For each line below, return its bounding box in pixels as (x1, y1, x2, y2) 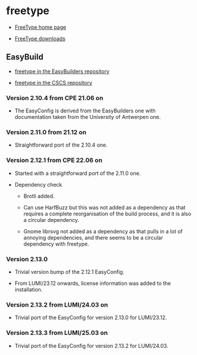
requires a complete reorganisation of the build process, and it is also (23, 210, 192, 217)
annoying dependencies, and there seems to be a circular (23, 234, 163, 241)
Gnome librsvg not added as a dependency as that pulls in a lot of (23, 228, 183, 235)
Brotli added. (23, 193, 55, 200)
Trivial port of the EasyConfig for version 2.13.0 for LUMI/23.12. (14, 314, 167, 321)
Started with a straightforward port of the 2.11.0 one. (14, 170, 141, 177)
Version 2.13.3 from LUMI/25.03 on (6, 329, 108, 337)
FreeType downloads (14, 35, 66, 42)
